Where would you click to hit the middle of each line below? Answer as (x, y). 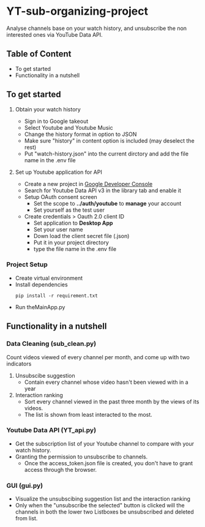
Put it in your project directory (71, 242)
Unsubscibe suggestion (45, 375)
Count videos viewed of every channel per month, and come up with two (98, 357)
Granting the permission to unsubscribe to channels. (81, 457)
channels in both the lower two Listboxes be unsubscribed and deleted (104, 512)
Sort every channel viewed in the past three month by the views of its (112, 402)
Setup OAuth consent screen (61, 196)
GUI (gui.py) (25, 485)
